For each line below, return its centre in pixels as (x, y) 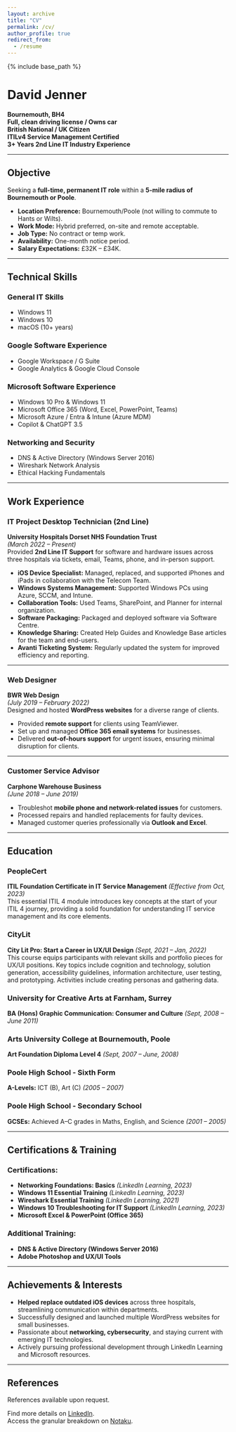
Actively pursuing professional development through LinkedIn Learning (120, 1347)
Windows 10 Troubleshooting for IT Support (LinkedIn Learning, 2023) (121, 1208)
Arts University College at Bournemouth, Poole (89, 1039)
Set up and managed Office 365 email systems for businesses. (110, 731)
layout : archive (31, 14)
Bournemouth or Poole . (42, 197)
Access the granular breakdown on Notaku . (70, 1421)
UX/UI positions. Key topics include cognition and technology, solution (109, 965)
